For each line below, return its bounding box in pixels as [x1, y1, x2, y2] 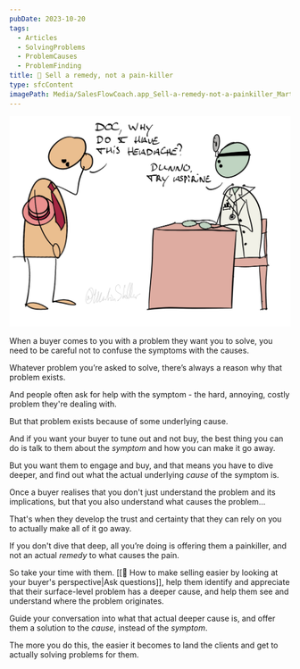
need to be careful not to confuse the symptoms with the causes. [9, 345, 250, 356]
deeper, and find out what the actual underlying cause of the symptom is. [9, 470, 279, 481]
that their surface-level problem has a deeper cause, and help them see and [9, 586, 289, 598]
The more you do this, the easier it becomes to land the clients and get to [9, 640, 279, 651]
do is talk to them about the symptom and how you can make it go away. [9, 443, 276, 454]
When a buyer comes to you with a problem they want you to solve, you [9, 336, 273, 347]
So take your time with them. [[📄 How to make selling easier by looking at [9, 567, 279, 578]
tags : [9, 23, 29, 33]
